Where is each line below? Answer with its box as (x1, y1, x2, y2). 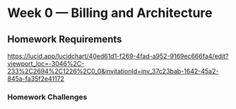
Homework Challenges (7, 92, 88, 102)
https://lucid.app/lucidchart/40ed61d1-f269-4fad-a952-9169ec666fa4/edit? (7, 52, 229, 60)
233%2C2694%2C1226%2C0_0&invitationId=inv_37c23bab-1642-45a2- (7, 67, 219, 75)
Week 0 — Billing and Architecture (7, 5, 213, 21)
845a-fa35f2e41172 (7, 74, 65, 83)
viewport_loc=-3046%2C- (7, 59, 85, 68)
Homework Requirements (7, 33, 122, 45)
